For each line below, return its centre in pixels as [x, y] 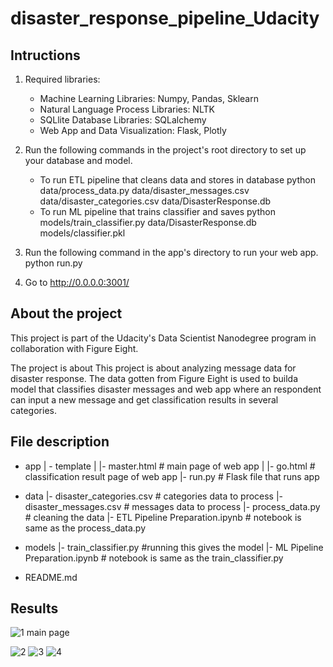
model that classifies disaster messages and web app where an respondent [166, 389]
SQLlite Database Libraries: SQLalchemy [123, 120]
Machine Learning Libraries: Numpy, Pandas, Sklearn [149, 98]
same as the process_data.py [85, 528]
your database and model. [78, 160]
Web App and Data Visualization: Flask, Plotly [133, 130]
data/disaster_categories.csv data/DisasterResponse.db [155, 201]
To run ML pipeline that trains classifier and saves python [157, 211]
